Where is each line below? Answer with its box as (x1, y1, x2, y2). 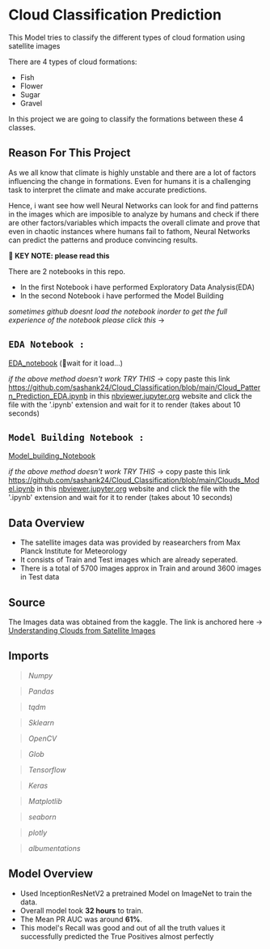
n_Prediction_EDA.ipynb (8, 391, 88, 400)
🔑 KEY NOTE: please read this (8, 250, 110, 260)
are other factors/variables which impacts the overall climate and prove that (8, 217, 260, 228)
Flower (19, 81, 44, 91)
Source (8, 596, 46, 609)
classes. (8, 122, 36, 132)
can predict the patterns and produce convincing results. (8, 235, 198, 245)
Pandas (27, 686, 55, 696)
